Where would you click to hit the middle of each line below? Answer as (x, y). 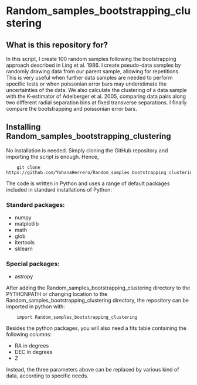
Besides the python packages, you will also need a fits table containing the (96, 328)
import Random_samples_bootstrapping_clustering (77, 318)
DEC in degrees (33, 352)
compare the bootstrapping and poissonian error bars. (72, 109)
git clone (29, 167)
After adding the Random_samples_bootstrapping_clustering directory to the (98, 288)
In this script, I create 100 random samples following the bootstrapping (91, 59)
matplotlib (27, 224)
